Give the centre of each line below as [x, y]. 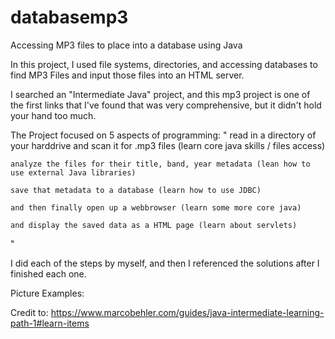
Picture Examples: [47, 293]
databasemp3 [69, 17]
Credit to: [29, 312]
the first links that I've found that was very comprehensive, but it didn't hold [166, 105]
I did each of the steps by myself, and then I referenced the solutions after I [165, 263]
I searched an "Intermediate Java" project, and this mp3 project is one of [160, 94]
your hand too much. [53, 115]
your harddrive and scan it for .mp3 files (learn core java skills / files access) [168, 145]
